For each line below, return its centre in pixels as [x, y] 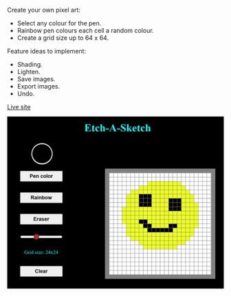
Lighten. [29, 72]
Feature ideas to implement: [47, 51]
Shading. [30, 64]
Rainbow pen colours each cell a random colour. [85, 31]
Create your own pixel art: [44, 10]
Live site [19, 107]
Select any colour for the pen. [59, 23]
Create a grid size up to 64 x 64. [63, 38]
